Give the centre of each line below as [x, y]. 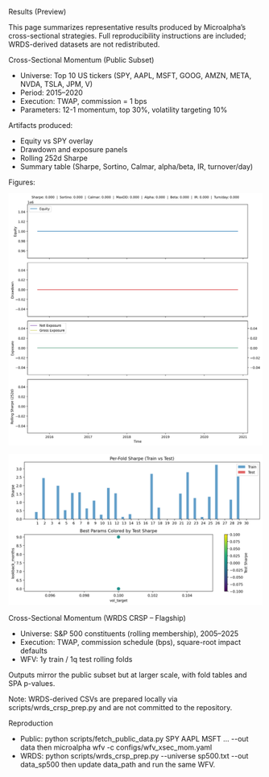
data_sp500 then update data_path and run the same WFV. [118, 764]
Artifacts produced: [41, 125]
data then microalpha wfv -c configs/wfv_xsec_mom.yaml [116, 747]
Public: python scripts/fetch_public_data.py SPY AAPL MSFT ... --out [134, 738]
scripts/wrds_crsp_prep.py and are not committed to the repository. [120, 707]
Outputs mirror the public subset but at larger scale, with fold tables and [128, 675]
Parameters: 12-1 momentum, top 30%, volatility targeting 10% [124, 110]
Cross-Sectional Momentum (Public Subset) [81, 60]
